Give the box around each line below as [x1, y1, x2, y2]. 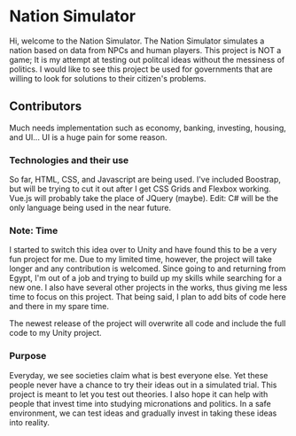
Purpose [9, 350, 47, 362]
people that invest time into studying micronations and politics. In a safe [9, 398, 272, 409]
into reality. [9, 417, 51, 427]
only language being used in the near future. [9, 202, 171, 214]
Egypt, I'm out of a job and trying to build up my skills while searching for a [9, 273, 282, 284]
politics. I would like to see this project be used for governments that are [9, 64, 273, 74]
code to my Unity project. [9, 328, 102, 339]
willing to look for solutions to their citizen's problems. [9, 73, 206, 83]
